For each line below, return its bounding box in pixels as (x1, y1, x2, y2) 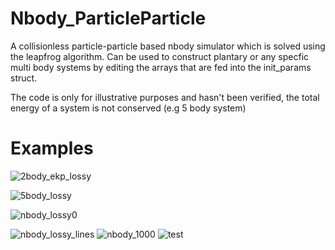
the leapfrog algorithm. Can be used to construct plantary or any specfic (10, 50, 310, 62)
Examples (10, 137, 94, 160)
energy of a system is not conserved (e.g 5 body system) (10, 102, 247, 114)
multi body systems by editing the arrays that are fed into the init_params (10, 61, 312, 73)
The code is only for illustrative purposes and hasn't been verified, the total (10, 91, 320, 103)
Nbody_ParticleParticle (10, 7, 207, 30)
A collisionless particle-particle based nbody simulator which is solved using (10, 40, 326, 52)
